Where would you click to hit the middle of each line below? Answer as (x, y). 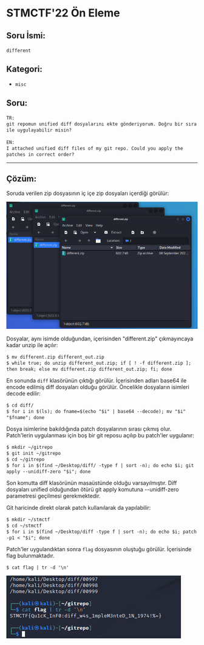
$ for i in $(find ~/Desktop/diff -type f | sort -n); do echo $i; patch (102, 532)
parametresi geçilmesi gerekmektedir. (54, 496)
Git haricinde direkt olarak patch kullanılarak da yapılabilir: (79, 508)
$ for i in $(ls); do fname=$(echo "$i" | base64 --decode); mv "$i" (96, 412)
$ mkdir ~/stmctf (28, 520)
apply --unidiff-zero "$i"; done (49, 472)
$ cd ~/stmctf (24, 526)
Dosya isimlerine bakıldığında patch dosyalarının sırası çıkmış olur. (89, 429)
